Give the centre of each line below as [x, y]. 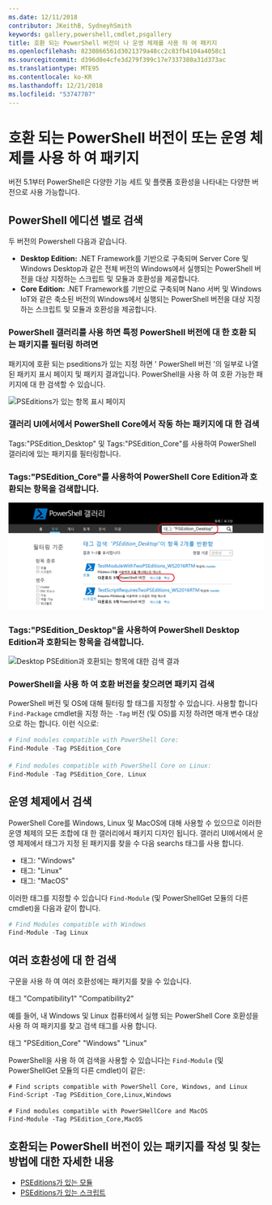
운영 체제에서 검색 [50, 802]
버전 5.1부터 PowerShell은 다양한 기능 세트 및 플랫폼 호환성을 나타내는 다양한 [130, 182]
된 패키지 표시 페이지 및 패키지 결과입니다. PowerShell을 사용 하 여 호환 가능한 [132, 374]
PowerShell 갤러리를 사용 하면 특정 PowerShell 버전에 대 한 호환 [127, 333]
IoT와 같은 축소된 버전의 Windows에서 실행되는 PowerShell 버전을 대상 [132, 299]
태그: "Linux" [41, 870]
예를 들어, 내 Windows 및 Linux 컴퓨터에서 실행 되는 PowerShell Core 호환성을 [134, 1016]
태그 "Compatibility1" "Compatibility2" [71, 999]
